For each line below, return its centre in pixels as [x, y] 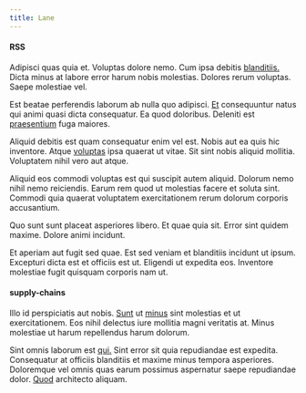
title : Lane [32, 18]
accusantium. [35, 207]
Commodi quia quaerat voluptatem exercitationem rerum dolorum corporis [149, 198]
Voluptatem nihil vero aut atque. [69, 160]
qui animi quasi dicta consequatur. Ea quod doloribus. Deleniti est [132, 114]
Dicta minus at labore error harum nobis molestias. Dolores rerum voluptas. [150, 77]
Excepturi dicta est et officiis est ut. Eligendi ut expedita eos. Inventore [142, 262]
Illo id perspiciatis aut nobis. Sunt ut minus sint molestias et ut [125, 313]
